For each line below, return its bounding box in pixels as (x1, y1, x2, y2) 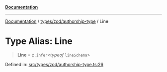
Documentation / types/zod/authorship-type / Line (5, 18, 108, 24)
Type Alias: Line (5, 36, 73, 47)
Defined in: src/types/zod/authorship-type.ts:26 (5, 61, 103, 67)
